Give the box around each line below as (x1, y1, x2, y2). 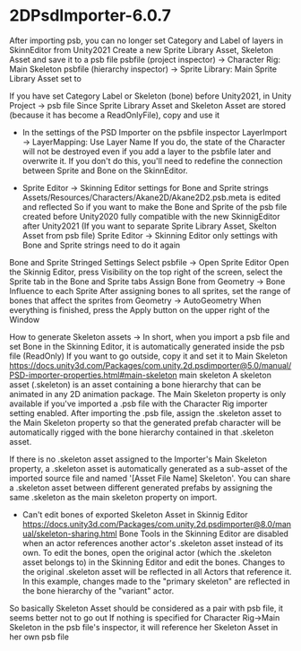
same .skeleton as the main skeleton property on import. (9, 491, 218, 502)
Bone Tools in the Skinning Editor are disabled (119, 528, 289, 539)
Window (9, 314, 40, 325)
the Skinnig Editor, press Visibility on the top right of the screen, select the (9, 266, 283, 277)
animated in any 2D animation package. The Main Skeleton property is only (9, 388, 287, 399)
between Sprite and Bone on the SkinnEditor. (21, 165, 188, 176)
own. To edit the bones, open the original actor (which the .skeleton (21, 547, 272, 558)
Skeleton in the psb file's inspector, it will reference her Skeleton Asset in (9, 621, 279, 632)
